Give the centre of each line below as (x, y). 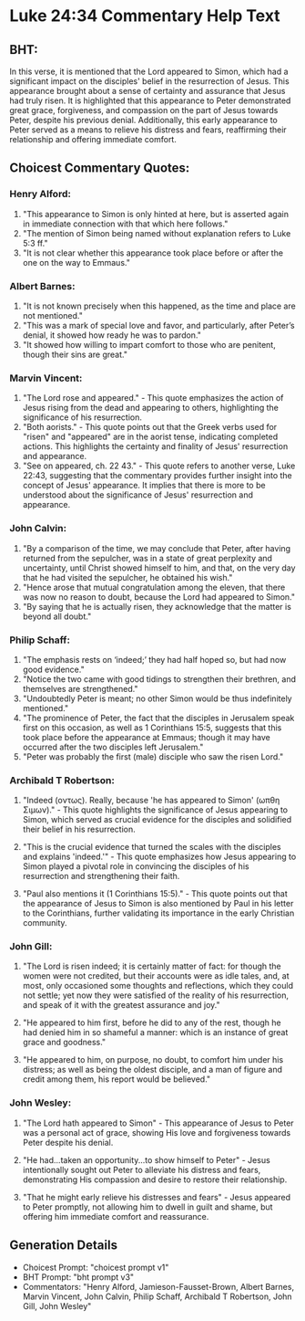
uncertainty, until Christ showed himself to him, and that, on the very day (159, 568)
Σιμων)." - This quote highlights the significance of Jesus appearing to (155, 810)
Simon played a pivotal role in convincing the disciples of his (136, 866)
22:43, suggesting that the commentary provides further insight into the (158, 476)
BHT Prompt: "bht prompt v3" (78, 1277)
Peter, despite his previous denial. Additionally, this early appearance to (143, 120)
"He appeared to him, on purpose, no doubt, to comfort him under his (153, 1060)
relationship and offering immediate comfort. (93, 139)
